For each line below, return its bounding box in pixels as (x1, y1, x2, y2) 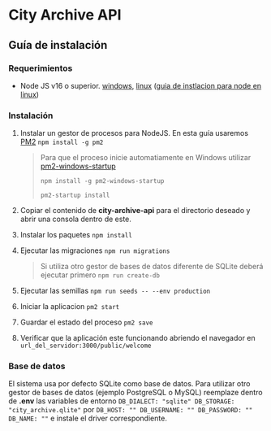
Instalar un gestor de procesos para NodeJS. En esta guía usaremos (19, 128, 249, 138)
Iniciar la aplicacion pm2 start (19, 302, 120, 311)
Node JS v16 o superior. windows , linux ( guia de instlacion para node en (19, 81, 262, 90)
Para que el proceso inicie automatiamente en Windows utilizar (40, 153, 252, 163)
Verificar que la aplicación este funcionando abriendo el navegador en (19, 333, 256, 343)
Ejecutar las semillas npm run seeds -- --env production (19, 286, 211, 296)
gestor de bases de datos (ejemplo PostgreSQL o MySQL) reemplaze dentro (8, 388, 263, 398)
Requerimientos (8, 63, 73, 74)
